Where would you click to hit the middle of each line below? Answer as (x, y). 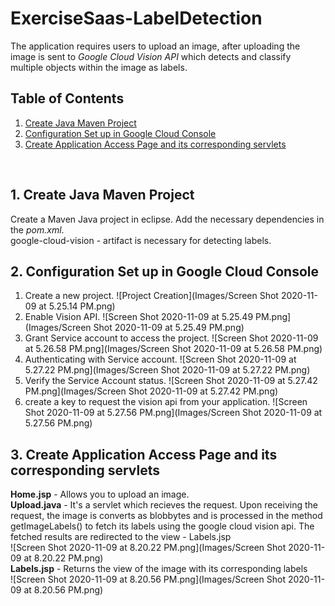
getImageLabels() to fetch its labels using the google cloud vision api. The (162, 526)
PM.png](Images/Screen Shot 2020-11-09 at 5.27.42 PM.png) (151, 391)
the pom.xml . (37, 229)
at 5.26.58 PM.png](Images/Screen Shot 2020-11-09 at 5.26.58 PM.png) (173, 349)
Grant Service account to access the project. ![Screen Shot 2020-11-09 (171, 338)
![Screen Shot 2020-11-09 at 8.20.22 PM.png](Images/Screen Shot (148, 548)
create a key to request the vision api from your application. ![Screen (166, 402)
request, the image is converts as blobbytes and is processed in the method (166, 516)
